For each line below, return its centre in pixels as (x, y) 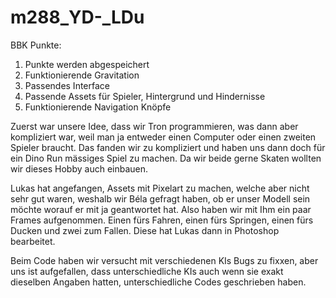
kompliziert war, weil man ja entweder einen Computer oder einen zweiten (163, 137)
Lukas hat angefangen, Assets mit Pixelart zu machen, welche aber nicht (160, 188)
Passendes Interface (67, 85)
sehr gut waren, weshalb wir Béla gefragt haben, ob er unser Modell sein (160, 198)
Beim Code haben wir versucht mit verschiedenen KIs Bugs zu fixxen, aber (164, 260)
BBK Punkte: (36, 45)
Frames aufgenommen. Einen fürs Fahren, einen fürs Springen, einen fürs (162, 220)
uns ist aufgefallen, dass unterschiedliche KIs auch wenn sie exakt (147, 271)
